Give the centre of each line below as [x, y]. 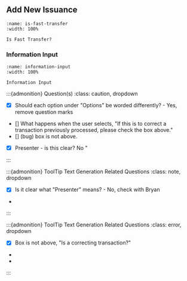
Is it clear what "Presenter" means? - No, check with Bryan [87, 190]
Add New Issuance [42, 10]
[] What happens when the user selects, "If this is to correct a [91, 124]
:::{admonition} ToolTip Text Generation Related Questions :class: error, [94, 225]
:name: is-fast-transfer [37, 23]
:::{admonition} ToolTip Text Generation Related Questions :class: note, [93, 172]
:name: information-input [38, 67]
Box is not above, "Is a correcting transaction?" [73, 243]
